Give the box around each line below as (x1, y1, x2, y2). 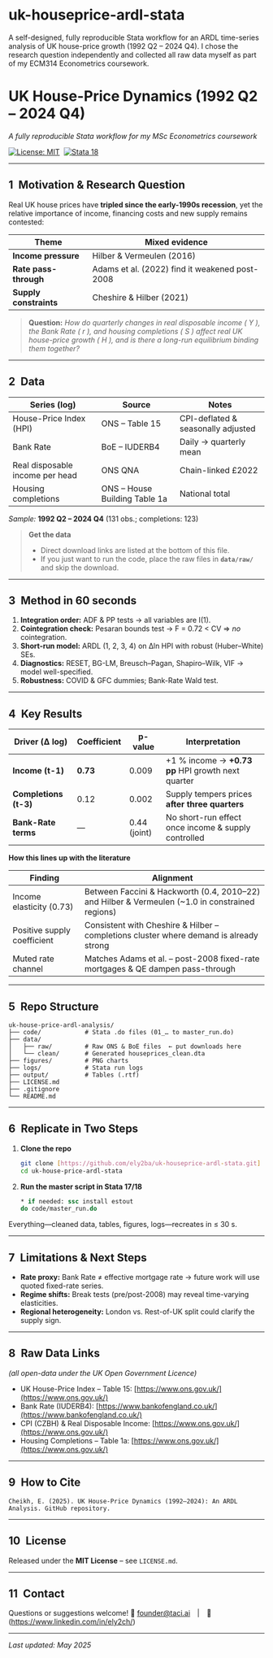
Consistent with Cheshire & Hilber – (84, 920, 219, 931)
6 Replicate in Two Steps (8, 1122, 139, 1136)
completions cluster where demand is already (84, 929, 258, 941)
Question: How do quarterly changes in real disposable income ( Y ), (28, 317, 261, 327)
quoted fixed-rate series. (19, 1281, 104, 1290)
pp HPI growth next (165, 765, 240, 777)
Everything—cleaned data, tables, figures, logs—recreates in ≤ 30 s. (8, 1220, 237, 1229)
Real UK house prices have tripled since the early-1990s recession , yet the (8, 199, 263, 209)
